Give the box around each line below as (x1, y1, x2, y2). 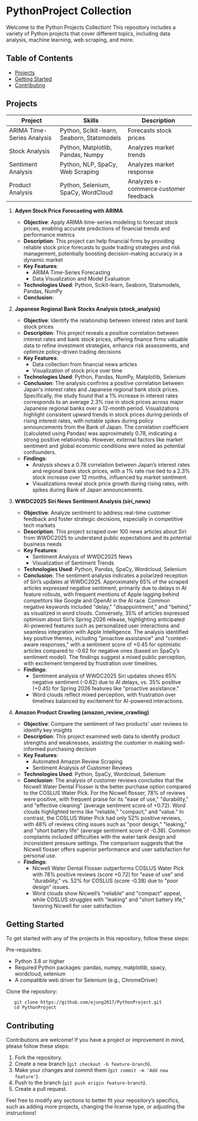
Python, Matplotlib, (60, 143, 112, 151)
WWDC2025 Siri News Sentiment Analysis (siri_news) (14, 497, 151, 504)
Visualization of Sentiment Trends (32, 559, 114, 566)
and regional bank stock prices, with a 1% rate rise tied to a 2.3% (32, 467, 190, 474)
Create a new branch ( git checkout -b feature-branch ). (14, 1060, 152, 1067)
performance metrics (23, 231, 75, 238)
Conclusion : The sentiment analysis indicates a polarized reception (23, 572, 187, 579)
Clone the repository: (6, 988, 58, 995)
